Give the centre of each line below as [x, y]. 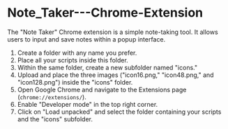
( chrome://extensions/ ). [52, 97]
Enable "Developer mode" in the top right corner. [88, 104]
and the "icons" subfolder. [55, 119]
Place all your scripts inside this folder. [73, 60]
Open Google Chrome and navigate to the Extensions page [102, 89]
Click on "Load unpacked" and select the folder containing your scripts [119, 112]
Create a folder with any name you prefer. [77, 53]
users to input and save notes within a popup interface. [86, 39]
